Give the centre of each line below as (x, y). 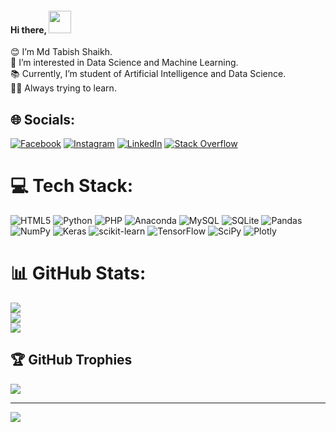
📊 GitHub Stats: (78, 273)
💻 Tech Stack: (72, 186)
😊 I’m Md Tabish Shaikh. (61, 52)
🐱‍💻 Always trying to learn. (63, 88)
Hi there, (28, 29)
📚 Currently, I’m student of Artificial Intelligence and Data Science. (148, 74)
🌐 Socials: (43, 119)
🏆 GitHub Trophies (71, 360)
